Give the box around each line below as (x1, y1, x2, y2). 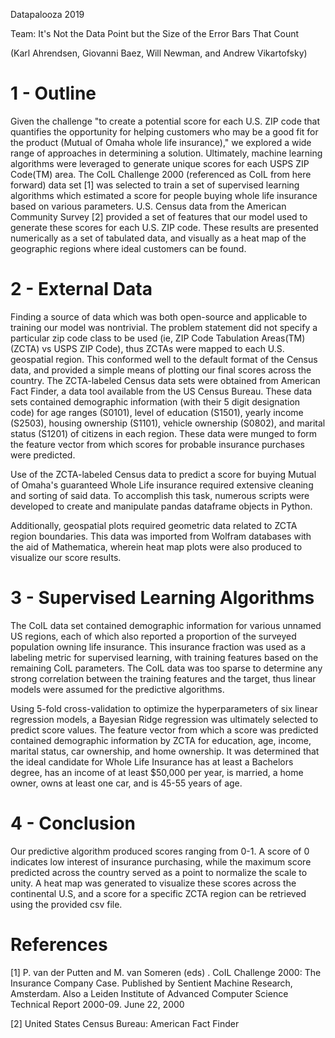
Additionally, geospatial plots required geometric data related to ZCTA (10, 519, 298, 531)
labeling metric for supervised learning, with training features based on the (10, 651, 319, 663)
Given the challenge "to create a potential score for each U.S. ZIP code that (10, 115, 321, 127)
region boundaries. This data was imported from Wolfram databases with (10, 530, 312, 542)
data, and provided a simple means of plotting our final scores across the (10, 364, 312, 376)
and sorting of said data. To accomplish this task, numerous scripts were (10, 489, 310, 501)
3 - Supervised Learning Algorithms (10, 587, 315, 609)
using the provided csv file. (10, 898, 123, 910)
